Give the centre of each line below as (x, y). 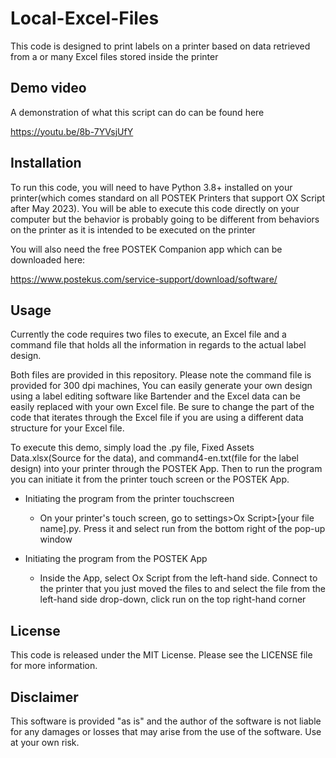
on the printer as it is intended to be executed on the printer (133, 229)
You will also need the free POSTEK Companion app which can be (146, 249)
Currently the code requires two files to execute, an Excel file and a (148, 334)
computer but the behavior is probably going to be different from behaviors (165, 219)
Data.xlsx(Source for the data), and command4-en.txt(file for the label (154, 458)
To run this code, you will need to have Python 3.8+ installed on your (151, 187)
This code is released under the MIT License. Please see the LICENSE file (161, 655)
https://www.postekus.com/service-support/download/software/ (144, 279)
